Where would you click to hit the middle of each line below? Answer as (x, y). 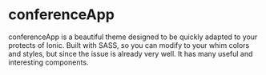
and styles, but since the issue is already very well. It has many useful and (131, 53)
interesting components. (48, 62)
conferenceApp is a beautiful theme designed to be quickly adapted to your (133, 37)
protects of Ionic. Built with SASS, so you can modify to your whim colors (129, 45)
